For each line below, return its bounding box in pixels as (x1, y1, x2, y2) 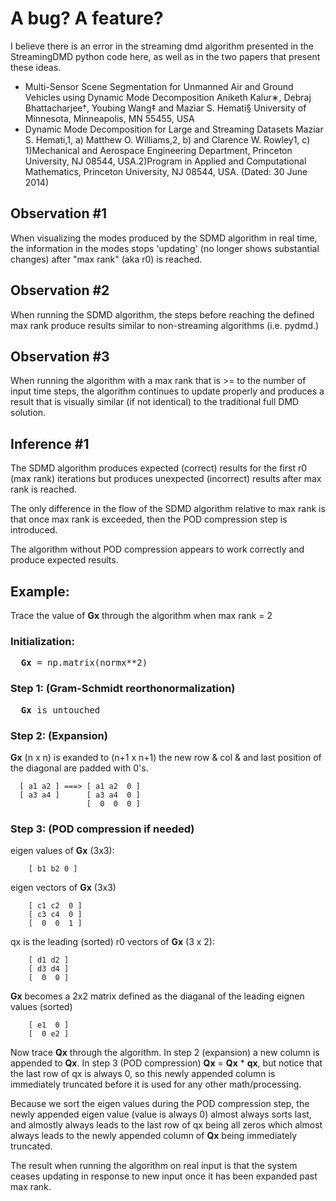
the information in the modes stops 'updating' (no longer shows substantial (10, 242, 320, 254)
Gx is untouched (20, 704, 101, 716)
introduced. (10, 524, 58, 536)
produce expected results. (10, 554, 119, 566)
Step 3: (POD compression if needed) (10, 822, 195, 836)
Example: (10, 583, 70, 600)
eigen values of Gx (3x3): (10, 845, 115, 857)
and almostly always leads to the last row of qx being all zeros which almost (10, 1119, 323, 1131)
